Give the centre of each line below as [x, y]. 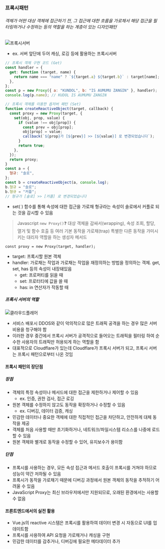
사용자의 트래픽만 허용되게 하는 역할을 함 [60, 342]
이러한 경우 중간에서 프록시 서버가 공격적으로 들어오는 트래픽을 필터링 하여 [83, 336]
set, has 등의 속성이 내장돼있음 [42, 269]
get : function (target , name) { [43, 72]
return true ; [32, 146]
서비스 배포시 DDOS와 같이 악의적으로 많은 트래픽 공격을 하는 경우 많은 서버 [85, 324]
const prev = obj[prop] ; [48, 127]
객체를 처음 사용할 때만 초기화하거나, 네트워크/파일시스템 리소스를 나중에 [82, 430]
